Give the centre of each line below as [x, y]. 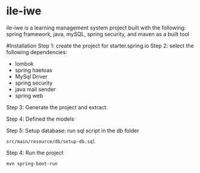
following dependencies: [37, 52]
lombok [24, 64]
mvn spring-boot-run [32, 163]
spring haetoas [33, 70]
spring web [29, 96]
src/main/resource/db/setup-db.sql [51, 141]
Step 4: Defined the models [40, 119]
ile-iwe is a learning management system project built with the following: [96, 28]
